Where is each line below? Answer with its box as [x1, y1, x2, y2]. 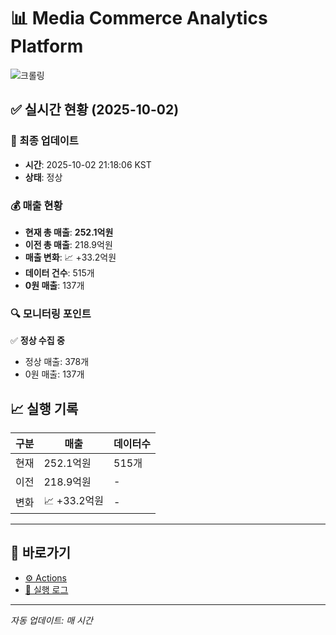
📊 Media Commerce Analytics [10, 7, 268, 30]
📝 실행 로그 [24, 583, 69, 595]
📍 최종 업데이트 [10, 134, 79, 148]
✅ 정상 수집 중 [10, 335, 65, 347]
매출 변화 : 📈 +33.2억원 [24, 251, 117, 263]
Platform [10, 35, 84, 58]
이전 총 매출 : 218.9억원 [24, 238, 113, 250]
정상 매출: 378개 [24, 356, 90, 368]
